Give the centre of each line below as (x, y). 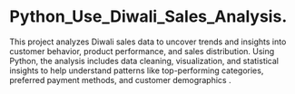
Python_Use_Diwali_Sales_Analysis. (148, 17)
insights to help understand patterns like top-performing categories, (137, 70)
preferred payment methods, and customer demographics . (120, 80)
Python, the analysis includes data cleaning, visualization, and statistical (144, 61)
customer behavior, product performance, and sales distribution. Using (142, 51)
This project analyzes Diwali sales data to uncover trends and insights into (148, 42)
